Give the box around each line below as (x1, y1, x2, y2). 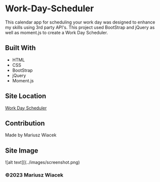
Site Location (5, 92, 47, 101)
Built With (5, 44, 36, 52)
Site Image (5, 146, 38, 155)
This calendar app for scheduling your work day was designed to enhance (5, 19, 156, 25)
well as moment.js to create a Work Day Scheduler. (5, 29, 108, 35)
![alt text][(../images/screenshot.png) (5, 159, 80, 165)
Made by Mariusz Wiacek (5, 132, 56, 138)
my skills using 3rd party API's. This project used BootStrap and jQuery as (5, 24, 155, 30)
